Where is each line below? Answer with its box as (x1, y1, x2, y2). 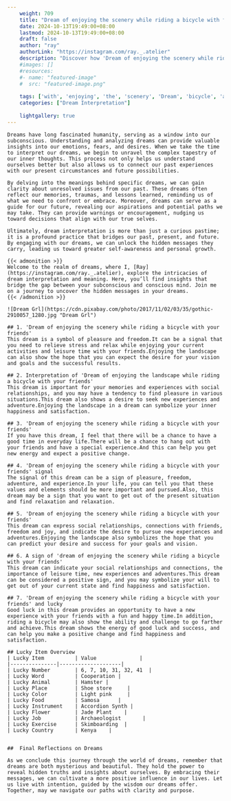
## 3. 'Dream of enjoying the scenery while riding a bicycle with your (7, 420, 220, 427)
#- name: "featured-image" (19, 74, 97, 81)
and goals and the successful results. (7, 360, 122, 366)
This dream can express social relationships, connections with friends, (7, 522, 223, 529)
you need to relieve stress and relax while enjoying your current (7, 342, 205, 349)
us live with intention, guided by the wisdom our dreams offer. (7, 781, 198, 788)
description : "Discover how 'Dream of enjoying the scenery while (19, 55, 214, 62)
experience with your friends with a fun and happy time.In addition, (7, 613, 214, 619)
